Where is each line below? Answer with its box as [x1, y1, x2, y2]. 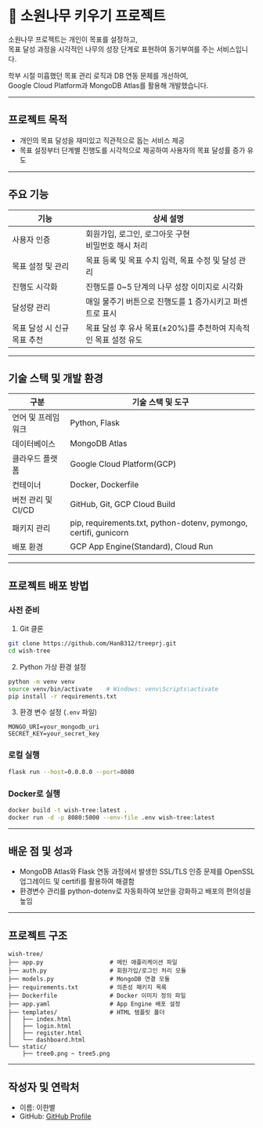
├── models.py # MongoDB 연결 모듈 [8, 975, 171, 984]
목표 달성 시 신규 [12, 323, 69, 334]
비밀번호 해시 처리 [85, 240, 148, 251]
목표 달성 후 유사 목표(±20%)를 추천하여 [85, 323, 227, 334]
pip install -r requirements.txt [8, 692, 117, 700]
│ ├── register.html [8, 1029, 82, 1037]
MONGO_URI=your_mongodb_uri [8, 723, 100, 731]
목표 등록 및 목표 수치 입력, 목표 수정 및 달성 [85, 254, 237, 265]
